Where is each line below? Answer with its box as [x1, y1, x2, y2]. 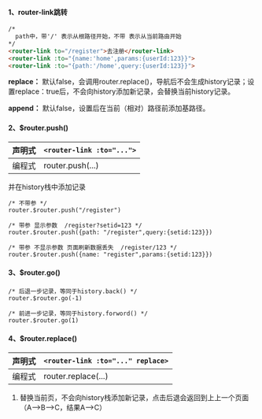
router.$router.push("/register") [8, 206, 122, 214]
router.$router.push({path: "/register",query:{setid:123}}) [8, 228, 213, 236]
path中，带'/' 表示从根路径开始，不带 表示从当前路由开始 [15, 32, 183, 41]
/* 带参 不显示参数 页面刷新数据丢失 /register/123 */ [8, 243, 178, 251]
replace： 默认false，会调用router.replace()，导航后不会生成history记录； [8, 77, 248, 87]
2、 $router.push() [8, 123, 69, 133]
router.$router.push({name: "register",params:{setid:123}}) [8, 250, 213, 258]
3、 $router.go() [8, 268, 61, 277]
